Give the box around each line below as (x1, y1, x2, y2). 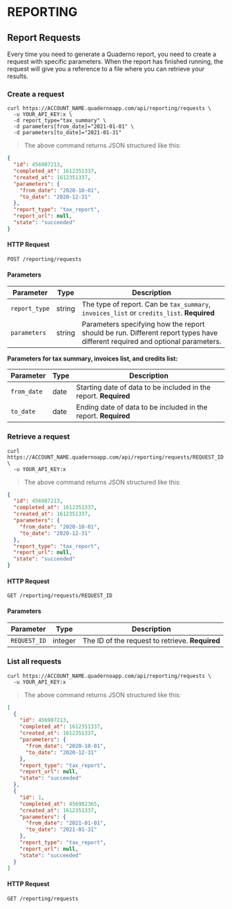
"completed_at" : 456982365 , (19, 800, 100, 807)
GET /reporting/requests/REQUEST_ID (7, 592, 113, 599)
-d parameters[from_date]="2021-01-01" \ (13, 123, 135, 130)
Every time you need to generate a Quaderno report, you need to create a (7, 50, 217, 58)
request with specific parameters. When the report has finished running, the (7, 57, 224, 66)
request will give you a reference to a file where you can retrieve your (7, 65, 205, 73)
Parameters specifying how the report (81, 320, 205, 329)
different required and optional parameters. (81, 337, 222, 347)
